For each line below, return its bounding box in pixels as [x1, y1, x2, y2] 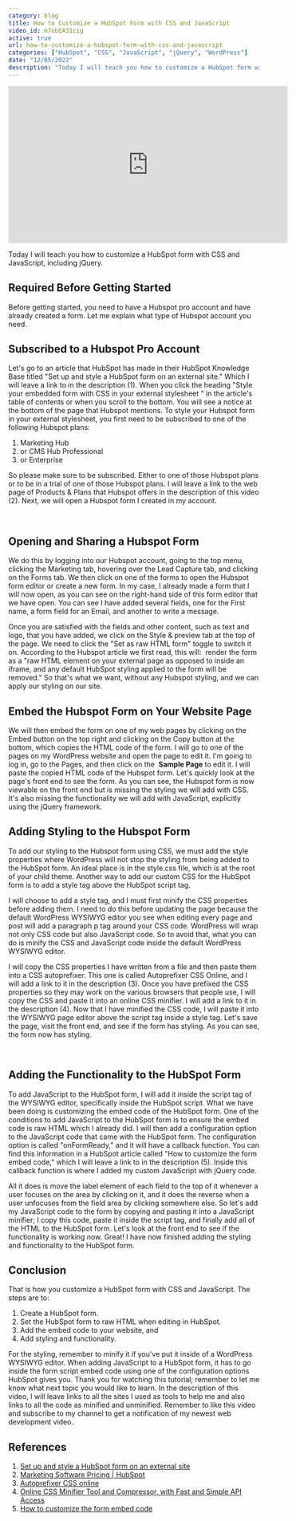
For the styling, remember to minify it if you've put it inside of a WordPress [8, 1350, 253, 1359]
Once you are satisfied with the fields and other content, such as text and [8, 622, 250, 632]
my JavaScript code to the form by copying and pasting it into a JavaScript [8, 1206, 255, 1216]
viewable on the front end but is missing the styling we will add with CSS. [8, 785, 249, 794]
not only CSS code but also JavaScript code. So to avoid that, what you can [8, 929, 257, 939]
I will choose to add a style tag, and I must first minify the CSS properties [8, 895, 248, 905]
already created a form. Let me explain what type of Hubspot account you [8, 310, 251, 320]
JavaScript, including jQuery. [8, 258, 104, 267]
